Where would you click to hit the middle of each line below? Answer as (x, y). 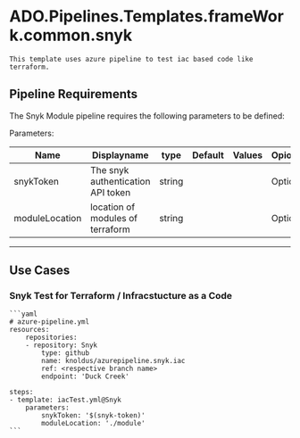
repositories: (51, 338)
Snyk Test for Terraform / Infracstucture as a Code (121, 296)
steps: (21, 393)
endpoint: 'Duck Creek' (85, 376)
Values (248, 155)
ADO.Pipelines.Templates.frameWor (146, 17)
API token (111, 192)
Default (208, 155)
